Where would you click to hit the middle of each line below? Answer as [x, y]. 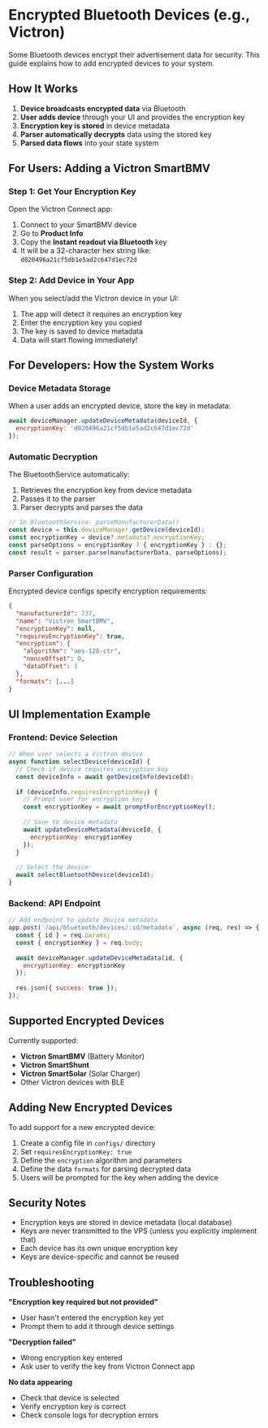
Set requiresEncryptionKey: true [76, 1151]
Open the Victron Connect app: [61, 209]
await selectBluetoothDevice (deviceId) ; [85, 875]
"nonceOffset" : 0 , [54, 659]
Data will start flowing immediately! [79, 339]
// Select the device [52, 867]
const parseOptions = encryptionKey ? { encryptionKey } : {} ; [118, 545]
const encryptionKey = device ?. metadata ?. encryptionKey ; [107, 537]
